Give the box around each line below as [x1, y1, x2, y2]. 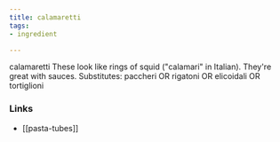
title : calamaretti [9, 12, 82, 22]
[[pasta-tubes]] [21, 122, 79, 133]
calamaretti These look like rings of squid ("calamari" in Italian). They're [9, 61, 272, 72]
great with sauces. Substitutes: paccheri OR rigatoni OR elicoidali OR [9, 71, 260, 82]
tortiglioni [9, 81, 44, 91]
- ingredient [9, 29, 58, 38]
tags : [9, 21, 29, 30]
